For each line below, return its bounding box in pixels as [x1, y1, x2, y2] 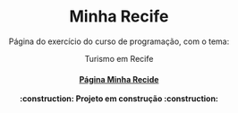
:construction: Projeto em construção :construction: [19, 92, 219, 104]
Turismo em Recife [84, 53, 154, 64]
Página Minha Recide [79, 74, 159, 84]
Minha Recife [69, 6, 169, 27]
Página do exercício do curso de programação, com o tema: [8, 36, 230, 47]
